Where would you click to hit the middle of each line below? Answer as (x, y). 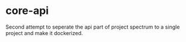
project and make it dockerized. (44, 33)
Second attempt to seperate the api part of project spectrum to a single (93, 27)
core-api (27, 11)
